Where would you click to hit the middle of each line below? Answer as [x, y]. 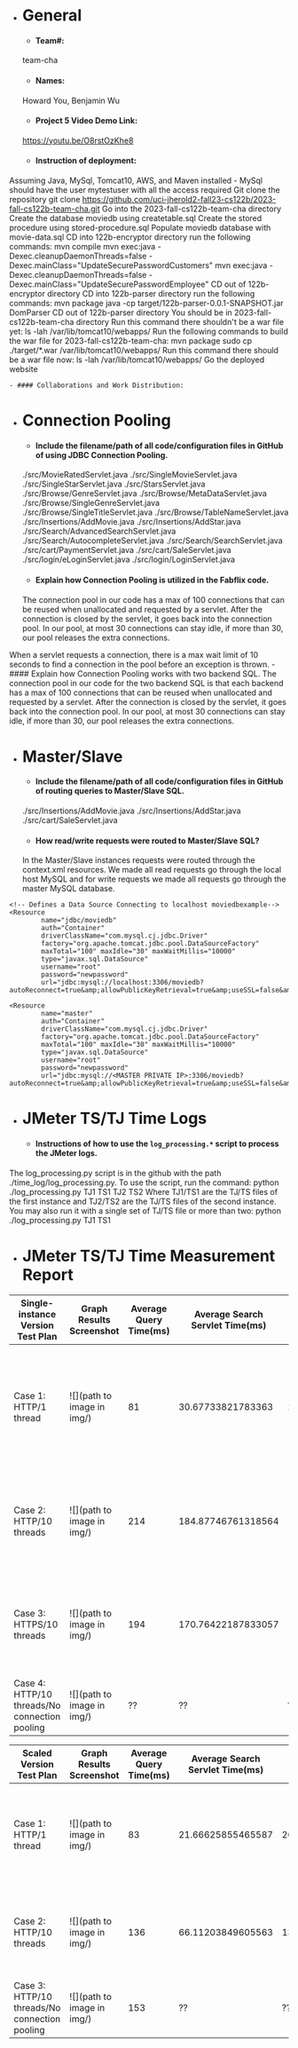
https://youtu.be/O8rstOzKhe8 [78, 140]
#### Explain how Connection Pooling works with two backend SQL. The [143, 673]
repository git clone [45, 199]
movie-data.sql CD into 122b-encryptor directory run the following [130, 237]
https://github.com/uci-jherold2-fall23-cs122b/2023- [179, 199]
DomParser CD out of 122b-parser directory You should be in [121, 312]
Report [47, 1274]
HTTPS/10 [36, 1624]
